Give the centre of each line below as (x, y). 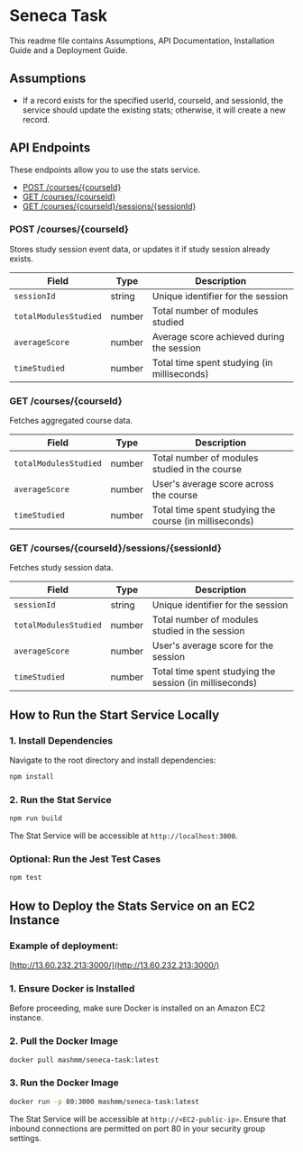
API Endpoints (50, 148)
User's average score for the (212, 645)
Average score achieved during (218, 336)
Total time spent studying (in (212, 362)
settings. (26, 1138)
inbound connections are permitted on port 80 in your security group (138, 1129)
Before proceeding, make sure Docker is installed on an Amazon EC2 (138, 1008)
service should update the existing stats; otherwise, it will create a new (154, 110)
